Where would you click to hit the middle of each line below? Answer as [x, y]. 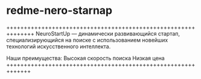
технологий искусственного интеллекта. [59, 46]
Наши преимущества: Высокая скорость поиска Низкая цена [85, 58]
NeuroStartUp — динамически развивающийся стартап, [108, 33]
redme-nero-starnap [59, 11]
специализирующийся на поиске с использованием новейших [87, 40]
